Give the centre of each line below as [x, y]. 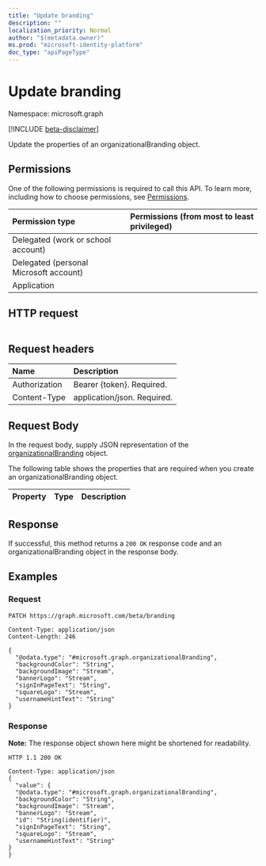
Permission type [44, 221]
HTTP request [44, 314]
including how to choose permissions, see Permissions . [99, 197]
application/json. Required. [123, 397]
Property [29, 496]
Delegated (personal [50, 262]
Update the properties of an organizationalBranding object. [104, 144]
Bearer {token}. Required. [120, 385]
